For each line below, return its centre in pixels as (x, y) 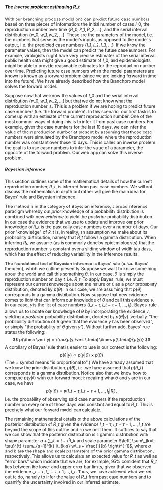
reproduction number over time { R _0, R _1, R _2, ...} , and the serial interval (76, 29)
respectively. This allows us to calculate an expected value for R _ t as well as (81, 456)
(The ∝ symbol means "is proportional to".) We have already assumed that (79, 362)
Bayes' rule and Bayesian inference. (41, 197)
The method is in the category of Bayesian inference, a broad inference (76, 206)
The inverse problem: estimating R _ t (42, 7)
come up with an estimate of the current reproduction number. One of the (78, 116)
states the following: (25, 332)
